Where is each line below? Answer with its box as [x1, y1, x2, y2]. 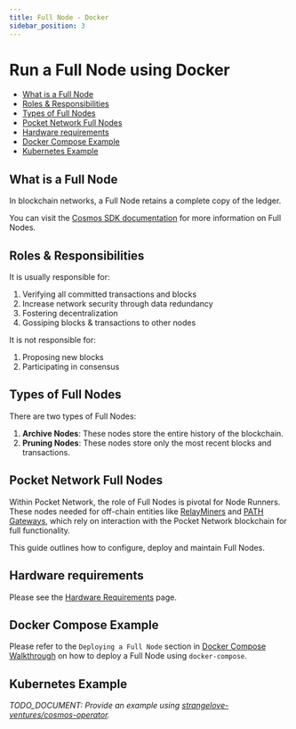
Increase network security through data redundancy [21, 299, 213, 309]
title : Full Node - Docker [9, 12, 109, 22]
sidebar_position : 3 [9, 21, 86, 30]
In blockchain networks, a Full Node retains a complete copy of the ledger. [9, 195, 282, 206]
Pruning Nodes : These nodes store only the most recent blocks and [21, 438, 272, 448]
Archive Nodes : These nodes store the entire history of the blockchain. [21, 428, 284, 438]
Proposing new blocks [21, 352, 104, 363]
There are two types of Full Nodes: [9, 411, 137, 422]
